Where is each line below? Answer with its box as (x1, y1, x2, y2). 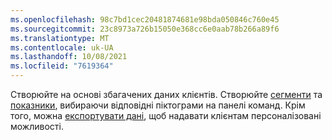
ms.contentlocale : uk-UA (10, 42, 114, 53)
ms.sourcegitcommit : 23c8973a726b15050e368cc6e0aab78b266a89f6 (10, 24, 280, 34)
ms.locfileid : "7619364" (10, 61, 114, 71)
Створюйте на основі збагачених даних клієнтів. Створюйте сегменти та (10, 89, 323, 100)
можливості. (10, 121, 64, 132)
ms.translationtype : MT (10, 33, 110, 43)
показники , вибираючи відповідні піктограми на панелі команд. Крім (10, 99, 306, 111)
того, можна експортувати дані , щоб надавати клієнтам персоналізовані (10, 110, 322, 121)
